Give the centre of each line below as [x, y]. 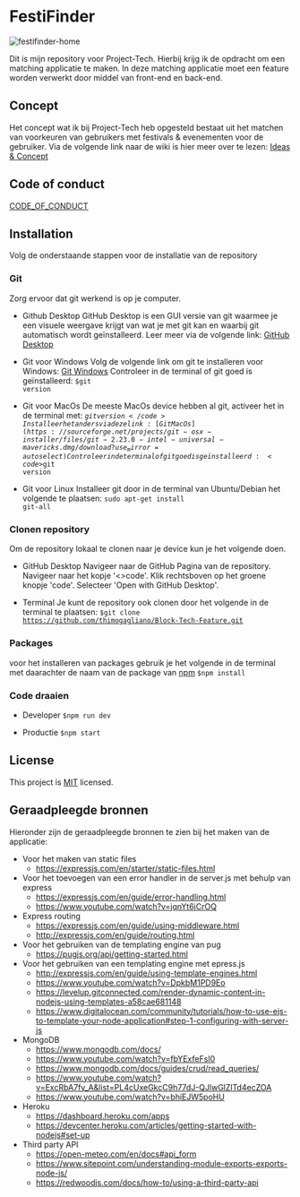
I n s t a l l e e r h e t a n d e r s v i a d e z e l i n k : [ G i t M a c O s [107, 424]
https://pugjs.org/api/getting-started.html [112, 954]
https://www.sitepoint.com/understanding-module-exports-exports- [162, 1163]
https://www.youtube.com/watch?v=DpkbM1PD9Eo [130, 982]
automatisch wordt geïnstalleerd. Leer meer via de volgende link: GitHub [156, 334]
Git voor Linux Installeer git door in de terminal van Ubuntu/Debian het [151, 489]
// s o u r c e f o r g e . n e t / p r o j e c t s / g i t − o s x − [135, 432]
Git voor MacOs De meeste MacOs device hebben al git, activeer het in [153, 406]
